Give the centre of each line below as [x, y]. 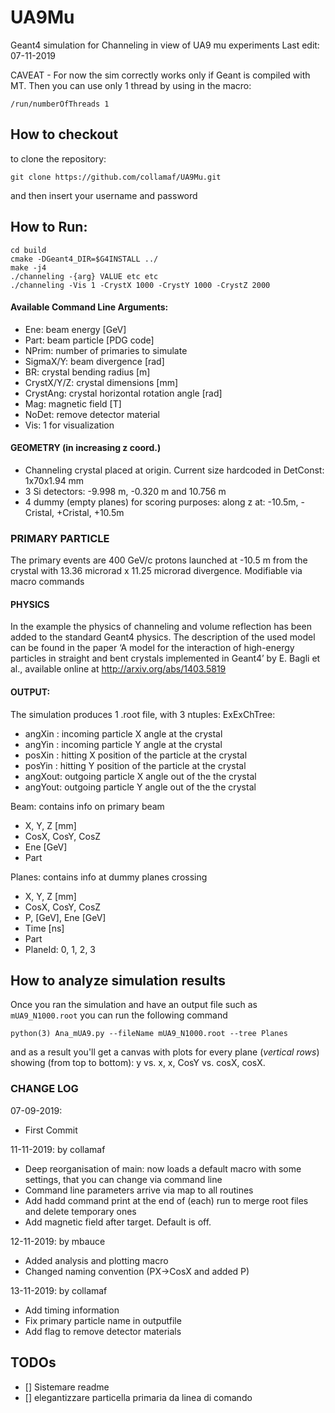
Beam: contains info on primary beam [87, 806]
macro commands [47, 582]
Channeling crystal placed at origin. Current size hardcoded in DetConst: [174, 470]
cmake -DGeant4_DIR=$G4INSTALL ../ [84, 259]
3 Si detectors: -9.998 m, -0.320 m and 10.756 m [125, 491]
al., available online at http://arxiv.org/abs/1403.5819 [118, 669]
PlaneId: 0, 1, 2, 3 [60, 949]
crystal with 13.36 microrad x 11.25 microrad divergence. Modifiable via [156, 571]
